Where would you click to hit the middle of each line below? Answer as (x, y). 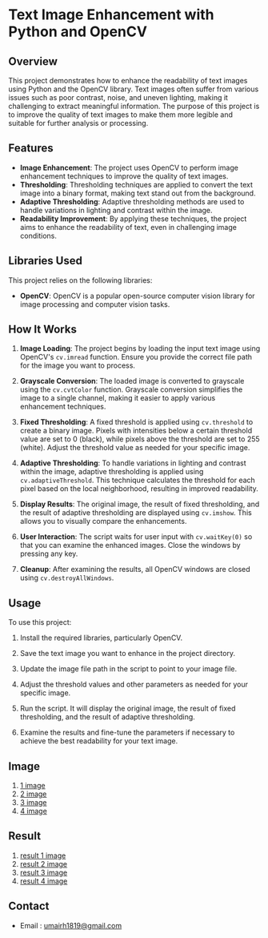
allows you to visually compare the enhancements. (103, 521)
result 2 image (44, 864)
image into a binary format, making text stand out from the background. (138, 193)
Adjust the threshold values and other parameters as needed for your (134, 684)
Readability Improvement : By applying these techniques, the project (133, 219)
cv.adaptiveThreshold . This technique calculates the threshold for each (138, 480)
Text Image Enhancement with (111, 15)
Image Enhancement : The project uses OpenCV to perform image (129, 167)
